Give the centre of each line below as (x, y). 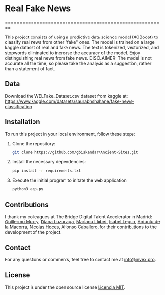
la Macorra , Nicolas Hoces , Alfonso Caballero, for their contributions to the (81, 227)
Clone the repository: (34, 143)
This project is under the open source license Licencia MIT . (65, 287)
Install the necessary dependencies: (49, 162)
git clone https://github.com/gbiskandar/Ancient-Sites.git (75, 152)
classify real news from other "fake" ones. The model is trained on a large (80, 42)
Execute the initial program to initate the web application (69, 180)
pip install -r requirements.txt (47, 171)
